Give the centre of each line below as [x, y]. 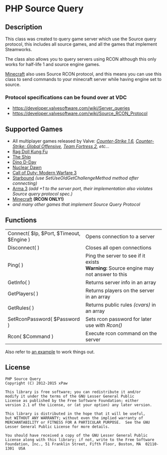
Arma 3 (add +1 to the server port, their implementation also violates [83, 189]
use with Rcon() [104, 325]
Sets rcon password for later [118, 319]
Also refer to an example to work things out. [50, 352]
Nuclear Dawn [27, 167]
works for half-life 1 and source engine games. [53, 64]
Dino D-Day [24, 162]
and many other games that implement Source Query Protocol [76, 205]
